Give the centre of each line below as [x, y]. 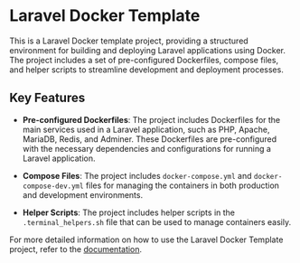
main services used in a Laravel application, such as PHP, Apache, [146, 129]
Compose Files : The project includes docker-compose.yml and [137, 175]
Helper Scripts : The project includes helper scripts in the [129, 212]
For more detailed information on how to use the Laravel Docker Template [146, 240]
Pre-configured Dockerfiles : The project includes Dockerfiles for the [151, 119]
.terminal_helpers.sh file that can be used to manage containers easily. [157, 221]
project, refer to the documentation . [76, 249]
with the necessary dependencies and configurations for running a [146, 148]
